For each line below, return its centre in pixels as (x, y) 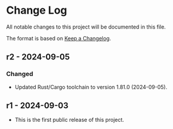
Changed (20, 74)
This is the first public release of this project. (69, 120)
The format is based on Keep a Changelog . (59, 38)
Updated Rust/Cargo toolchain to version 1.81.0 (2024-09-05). (91, 87)
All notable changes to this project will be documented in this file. (86, 27)
